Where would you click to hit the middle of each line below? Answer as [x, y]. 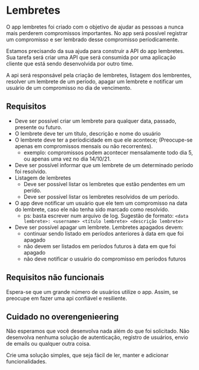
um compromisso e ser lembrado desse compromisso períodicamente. [93, 39]
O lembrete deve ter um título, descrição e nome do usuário [88, 133]
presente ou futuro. [38, 127]
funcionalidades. [27, 362]
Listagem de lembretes [43, 178]
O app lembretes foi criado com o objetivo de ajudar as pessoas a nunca [95, 27]
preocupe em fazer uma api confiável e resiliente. [67, 298]
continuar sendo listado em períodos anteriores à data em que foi [104, 233]
